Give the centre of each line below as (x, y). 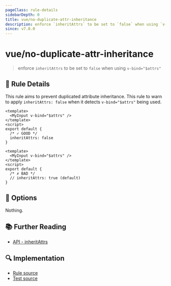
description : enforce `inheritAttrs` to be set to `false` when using (82, 24)
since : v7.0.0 (20, 29)
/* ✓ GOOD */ (24, 133)
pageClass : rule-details (32, 10)
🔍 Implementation (35, 258)
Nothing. (15, 210)
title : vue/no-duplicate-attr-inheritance (51, 19)
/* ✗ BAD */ (23, 174)
